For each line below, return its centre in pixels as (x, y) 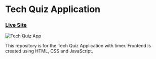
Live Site (16, 25)
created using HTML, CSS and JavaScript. (49, 51)
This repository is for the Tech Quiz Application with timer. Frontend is (78, 46)
